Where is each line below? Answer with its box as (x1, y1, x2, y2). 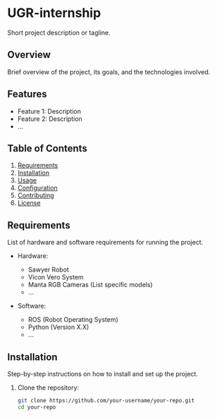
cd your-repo (17, 403, 56, 411)
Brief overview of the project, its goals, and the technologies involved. (7, 67, 211, 76)
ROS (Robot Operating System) (27, 315, 118, 324)
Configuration (17, 184, 58, 192)
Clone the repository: (17, 383, 80, 392)
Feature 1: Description (17, 107, 81, 115)
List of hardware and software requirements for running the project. (7, 238, 204, 247)
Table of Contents (7, 142, 88, 154)
